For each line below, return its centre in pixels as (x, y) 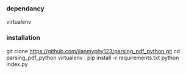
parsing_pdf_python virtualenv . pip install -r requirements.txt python (93, 57)
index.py (17, 64)
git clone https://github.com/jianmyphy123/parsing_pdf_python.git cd (93, 51)
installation (23, 38)
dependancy (25, 9)
